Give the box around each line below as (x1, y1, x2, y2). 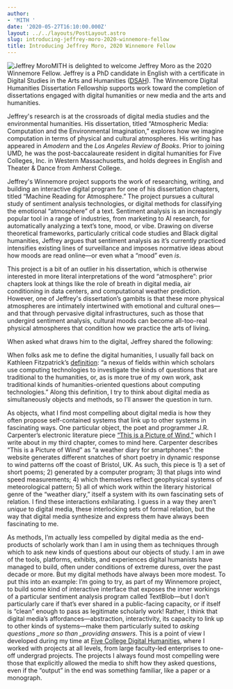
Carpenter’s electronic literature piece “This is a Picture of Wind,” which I (7, 431, 216, 439)
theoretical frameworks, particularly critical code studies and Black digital (7, 229, 218, 237)
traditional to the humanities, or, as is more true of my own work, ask (7, 373, 204, 381)
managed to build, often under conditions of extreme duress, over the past (7, 563, 221, 571)
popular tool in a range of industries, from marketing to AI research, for (7, 214, 210, 223)
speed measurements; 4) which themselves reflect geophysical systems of (7, 475, 223, 484)
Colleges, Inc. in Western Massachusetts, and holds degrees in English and (7, 157, 223, 164)
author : (7, 10, 30, 17)
